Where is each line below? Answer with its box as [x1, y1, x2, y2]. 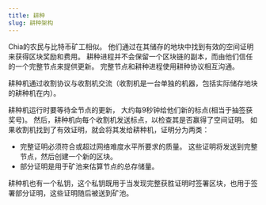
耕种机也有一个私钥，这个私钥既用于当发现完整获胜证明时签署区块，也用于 [8, 178, 251, 188]
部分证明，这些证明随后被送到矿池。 [14, 188, 133, 198]
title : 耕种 [8, 11, 45, 20]
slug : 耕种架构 [8, 19, 54, 27]
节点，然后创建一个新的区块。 [19, 151, 117, 161]
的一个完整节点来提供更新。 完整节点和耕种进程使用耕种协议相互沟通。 [8, 61, 239, 71]
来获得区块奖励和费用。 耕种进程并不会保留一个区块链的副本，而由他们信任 [8, 51, 253, 61]
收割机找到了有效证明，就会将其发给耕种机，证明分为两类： [14, 124, 210, 135]
